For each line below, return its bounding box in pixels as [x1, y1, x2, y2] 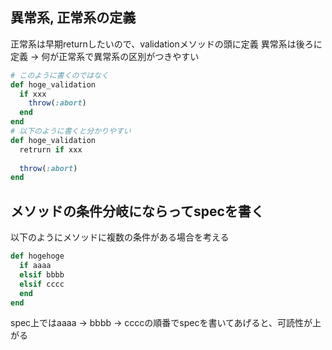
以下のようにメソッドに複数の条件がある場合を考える [10, 231, 230, 243]
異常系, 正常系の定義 [10, 9, 137, 27]
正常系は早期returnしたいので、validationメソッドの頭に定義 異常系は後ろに [10, 38, 323, 50]
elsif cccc [19, 279, 65, 289]
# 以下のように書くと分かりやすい [10, 126, 132, 137]
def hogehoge [10, 251, 65, 262]
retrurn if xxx [19, 144, 83, 155]
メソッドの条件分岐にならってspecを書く [10, 203, 265, 220]
